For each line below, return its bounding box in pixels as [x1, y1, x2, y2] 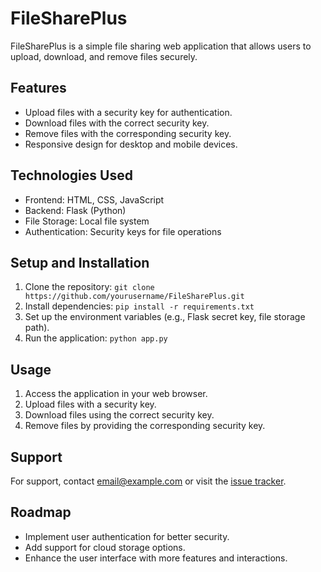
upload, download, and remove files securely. [10, 50, 198, 62]
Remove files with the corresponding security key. [24, 127, 232, 139]
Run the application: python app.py [24, 332, 168, 344]
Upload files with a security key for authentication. [24, 106, 233, 118]
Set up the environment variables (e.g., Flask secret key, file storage [24, 311, 306, 323]
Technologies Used [10, 167, 133, 184]
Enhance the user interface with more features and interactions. [24, 552, 288, 564]
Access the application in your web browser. [24, 388, 208, 400]
